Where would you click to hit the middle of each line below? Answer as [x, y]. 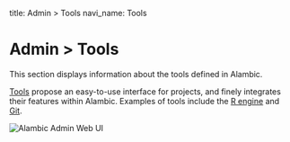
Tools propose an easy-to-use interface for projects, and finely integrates [145, 91]
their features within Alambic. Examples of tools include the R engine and [145, 101]
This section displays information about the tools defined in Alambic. [136, 74]
